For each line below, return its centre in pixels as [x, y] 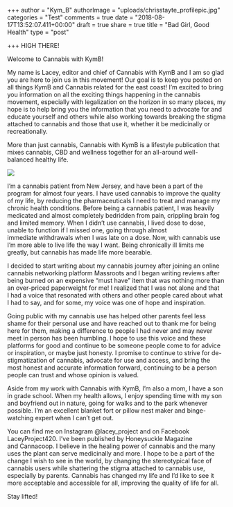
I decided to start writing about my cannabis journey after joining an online [113, 266]
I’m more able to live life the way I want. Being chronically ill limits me [106, 245]
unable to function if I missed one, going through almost [87, 230]
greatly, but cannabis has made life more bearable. [80, 252]
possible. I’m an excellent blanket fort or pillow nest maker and [96, 411]
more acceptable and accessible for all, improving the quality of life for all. [113, 483]
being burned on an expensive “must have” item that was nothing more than [116, 281]
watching [20, 418]
